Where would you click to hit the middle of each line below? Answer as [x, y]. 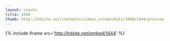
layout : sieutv [21, 10]
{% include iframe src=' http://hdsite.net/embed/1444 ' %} [65, 33]
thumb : [12, 19]
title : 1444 [18, 14]
